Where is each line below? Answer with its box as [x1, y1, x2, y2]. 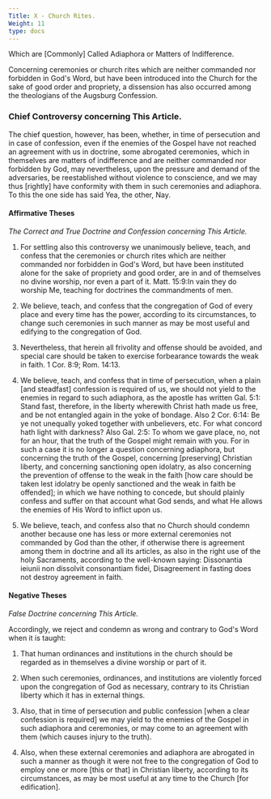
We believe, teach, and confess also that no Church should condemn [19, 520, 250, 530]
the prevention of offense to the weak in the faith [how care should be [19, 470, 253, 479]
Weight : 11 [8, 19, 45, 28]
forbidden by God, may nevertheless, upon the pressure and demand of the [8, 164, 260, 174]
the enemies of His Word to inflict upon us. [19, 505, 163, 514]
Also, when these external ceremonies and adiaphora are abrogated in [19, 748, 255, 758]
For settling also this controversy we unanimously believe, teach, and [19, 242, 251, 251]
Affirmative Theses [8, 208, 75, 218]
